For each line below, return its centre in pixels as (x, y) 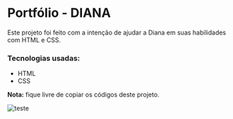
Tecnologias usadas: (44, 58)
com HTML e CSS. (34, 39)
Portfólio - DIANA (59, 13)
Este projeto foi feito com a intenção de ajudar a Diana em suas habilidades (117, 32)
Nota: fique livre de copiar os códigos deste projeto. (84, 95)
